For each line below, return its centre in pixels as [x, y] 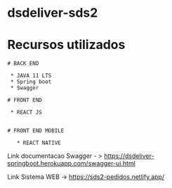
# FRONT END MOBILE [36, 131]
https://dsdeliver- [129, 156]
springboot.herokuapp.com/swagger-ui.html [71, 164]
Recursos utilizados [66, 45]
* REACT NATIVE [39, 143]
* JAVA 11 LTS [31, 76]
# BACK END [23, 64]
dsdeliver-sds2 [53, 13]
